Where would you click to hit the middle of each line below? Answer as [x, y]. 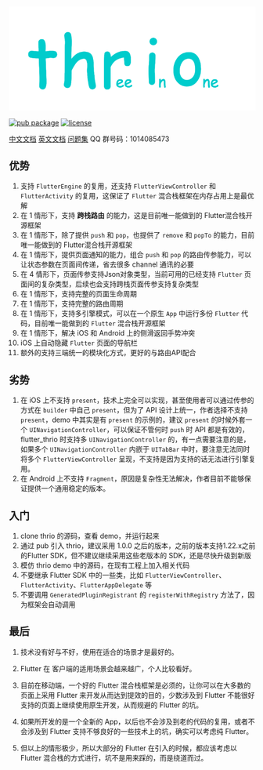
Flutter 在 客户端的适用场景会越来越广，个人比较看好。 [108, 668]
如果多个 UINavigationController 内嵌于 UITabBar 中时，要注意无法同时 [135, 449]
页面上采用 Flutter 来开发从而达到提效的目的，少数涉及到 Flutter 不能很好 [137, 695]
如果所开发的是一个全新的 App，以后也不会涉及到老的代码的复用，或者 [134, 721]
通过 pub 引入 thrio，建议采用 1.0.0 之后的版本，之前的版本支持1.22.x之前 [138, 546]
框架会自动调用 [51, 605]
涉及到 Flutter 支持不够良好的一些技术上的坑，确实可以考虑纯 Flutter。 [140, 731]
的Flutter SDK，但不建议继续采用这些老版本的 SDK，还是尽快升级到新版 [136, 556]
